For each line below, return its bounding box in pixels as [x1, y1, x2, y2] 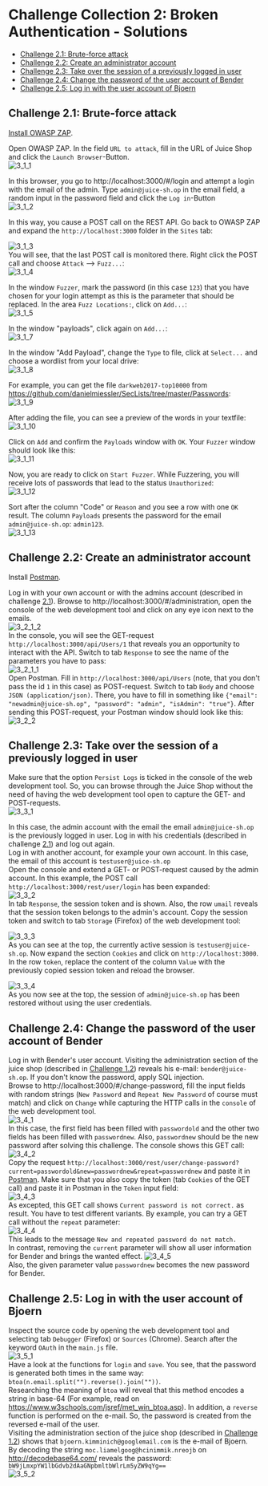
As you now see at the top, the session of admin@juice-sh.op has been [8, 989, 240, 1000]
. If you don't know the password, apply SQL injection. [26, 1073, 205, 1082]
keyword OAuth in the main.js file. [8, 1342, 118, 1352]
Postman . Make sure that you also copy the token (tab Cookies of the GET [8, 1175, 250, 1184]
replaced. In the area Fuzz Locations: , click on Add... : [8, 299, 188, 309]
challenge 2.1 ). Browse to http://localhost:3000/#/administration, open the [8, 596, 252, 606]
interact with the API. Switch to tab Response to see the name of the [8, 648, 230, 657]
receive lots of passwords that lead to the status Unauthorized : [8, 477, 214, 487]
